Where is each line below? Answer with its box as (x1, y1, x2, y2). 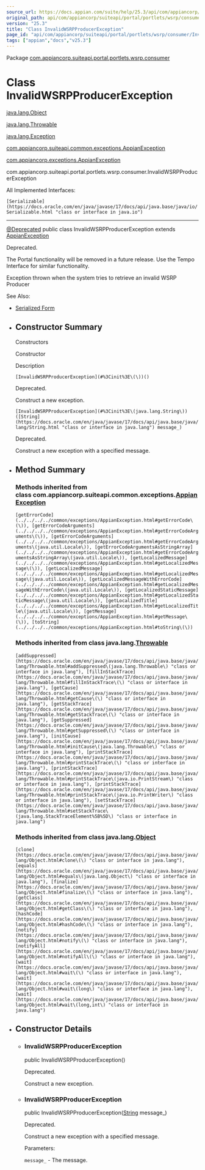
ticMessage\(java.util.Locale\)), (15, 598, 103, 604)
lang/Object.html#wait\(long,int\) (15, 1002, 106, 1008)
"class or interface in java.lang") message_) (62, 424, 182, 430)
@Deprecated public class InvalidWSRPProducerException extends (6, 225, 176, 233)
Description (15, 362, 45, 369)
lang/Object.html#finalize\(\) (15, 890, 95, 896)
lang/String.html (15, 424, 60, 430)
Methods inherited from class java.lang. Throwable (15, 639, 168, 647)
